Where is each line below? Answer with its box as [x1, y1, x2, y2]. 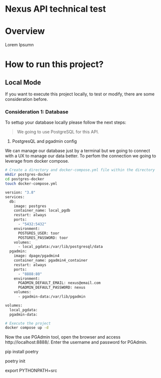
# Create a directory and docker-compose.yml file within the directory [5, 168, 155, 172]
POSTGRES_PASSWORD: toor [17, 235, 68, 240]
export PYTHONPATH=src [5, 368, 57, 374]
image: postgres [14, 204, 47, 208]
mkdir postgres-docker [5, 172, 51, 177]
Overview [5, 26, 45, 37]
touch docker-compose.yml [5, 181, 57, 186]
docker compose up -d [5, 325, 49, 330]
